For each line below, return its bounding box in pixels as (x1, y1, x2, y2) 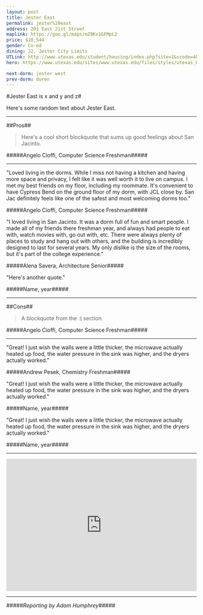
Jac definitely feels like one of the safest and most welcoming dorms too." (6, 195, 191, 202)
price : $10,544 (6, 37, 45, 43)
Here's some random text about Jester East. (6, 104, 116, 112)
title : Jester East (6, 15, 56, 21)
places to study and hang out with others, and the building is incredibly (6, 237, 183, 245)
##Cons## (6, 303, 33, 311)
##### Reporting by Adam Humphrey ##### (6, 602, 116, 609)
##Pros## (6, 122, 31, 129)
